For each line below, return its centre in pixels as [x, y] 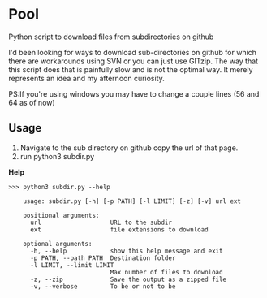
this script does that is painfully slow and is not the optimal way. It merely [131, 69]
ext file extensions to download [119, 229]
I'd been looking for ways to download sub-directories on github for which [133, 52]
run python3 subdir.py [57, 156]
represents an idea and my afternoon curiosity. [86, 78]
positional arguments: [61, 215]
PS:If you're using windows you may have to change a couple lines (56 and [134, 93]
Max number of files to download [166, 272]
